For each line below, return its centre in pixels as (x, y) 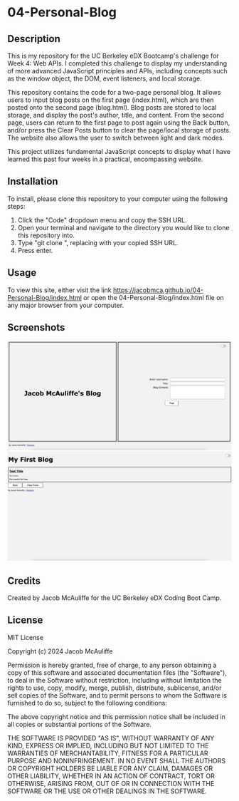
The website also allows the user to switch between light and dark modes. (116, 138)
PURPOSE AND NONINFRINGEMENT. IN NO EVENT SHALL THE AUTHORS (117, 760)
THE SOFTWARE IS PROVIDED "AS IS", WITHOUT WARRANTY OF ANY (111, 738)
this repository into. (46, 235)
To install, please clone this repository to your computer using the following (118, 198)
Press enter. (35, 250)
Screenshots (36, 327)
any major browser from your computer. (66, 305)
